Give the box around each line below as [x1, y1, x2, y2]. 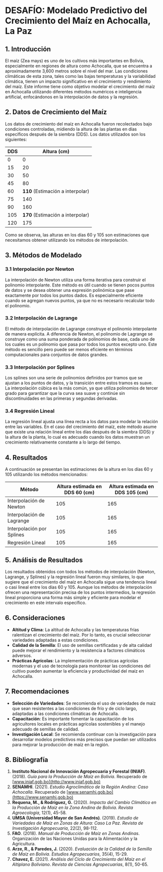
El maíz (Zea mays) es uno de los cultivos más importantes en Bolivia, [5, 58, 145, 63]
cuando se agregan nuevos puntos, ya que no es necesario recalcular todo [5, 297, 155, 303]
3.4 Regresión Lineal [5, 408, 55, 414]
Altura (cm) [42, 148, 69, 155]
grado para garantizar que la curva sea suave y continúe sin [5, 391, 125, 396]
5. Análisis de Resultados [5, 556, 83, 564]
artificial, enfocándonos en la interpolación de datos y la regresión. [5, 94, 139, 100]
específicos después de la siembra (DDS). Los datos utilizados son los [5, 131, 146, 137]
